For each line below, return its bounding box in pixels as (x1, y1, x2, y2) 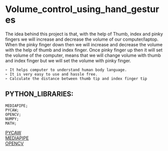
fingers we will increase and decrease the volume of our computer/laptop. (5, 36, 159, 42)
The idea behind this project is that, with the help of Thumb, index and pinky (5, 31, 163, 37)
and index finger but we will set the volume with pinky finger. (5, 57, 131, 63)
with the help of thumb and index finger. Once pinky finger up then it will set (5, 47, 162, 53)
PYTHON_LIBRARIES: (5, 90, 74, 99)
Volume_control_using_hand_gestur (5, 4, 159, 15)
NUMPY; (5, 116, 19, 121)
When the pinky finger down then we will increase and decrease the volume (5, 41, 162, 47)
